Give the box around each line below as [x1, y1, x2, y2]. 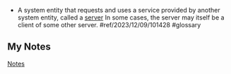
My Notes [7, 41, 52, 53]
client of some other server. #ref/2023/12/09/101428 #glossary [17, 21, 201, 29]
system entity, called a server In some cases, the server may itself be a [17, 13, 225, 22]
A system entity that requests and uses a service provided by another [17, 6, 220, 14]
